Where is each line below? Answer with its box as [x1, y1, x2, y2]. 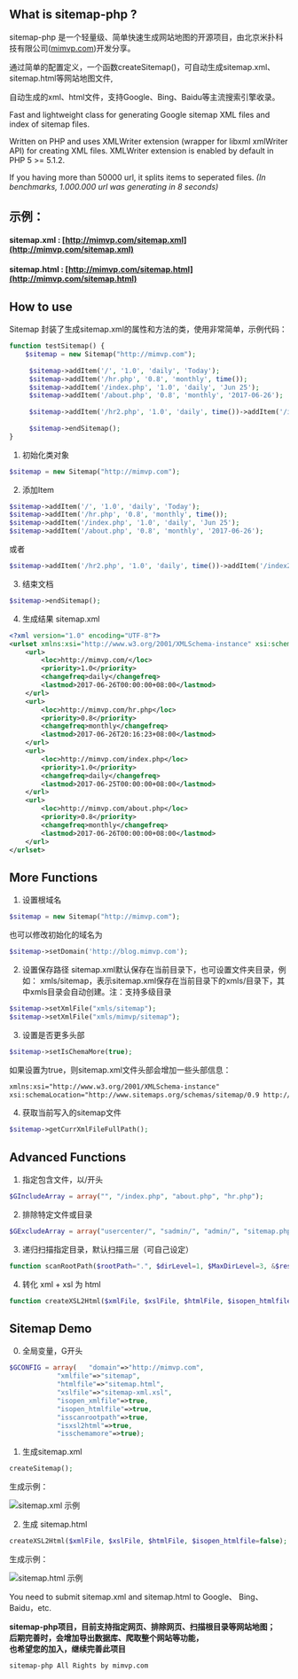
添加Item [21, 484, 55, 495]
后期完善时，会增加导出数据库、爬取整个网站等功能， [9, 1633, 204, 1644]
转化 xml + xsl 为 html [21, 1278, 101, 1289]
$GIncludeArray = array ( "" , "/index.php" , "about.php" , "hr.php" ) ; [9, 1192, 264, 1201]
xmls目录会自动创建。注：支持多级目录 [29, 987, 172, 997]
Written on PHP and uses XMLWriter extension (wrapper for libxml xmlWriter [9, 136, 288, 146]
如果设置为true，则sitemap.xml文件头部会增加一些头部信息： [9, 1064, 231, 1075]
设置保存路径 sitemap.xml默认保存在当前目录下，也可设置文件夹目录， [21, 964, 279, 975]
